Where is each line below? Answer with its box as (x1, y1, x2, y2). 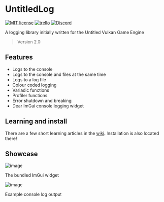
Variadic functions (12, 87, 49, 93)
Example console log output (5, 191, 62, 198)
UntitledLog (5, 3, 54, 15)
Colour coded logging (12, 82, 57, 88)
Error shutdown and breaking (12, 98, 72, 103)
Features (5, 53, 33, 62)
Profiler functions (12, 92, 48, 98)
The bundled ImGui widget (5, 172, 59, 178)
